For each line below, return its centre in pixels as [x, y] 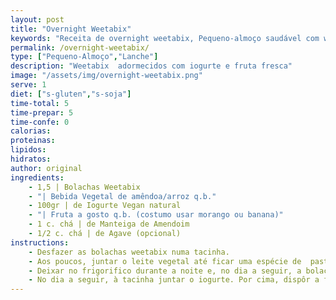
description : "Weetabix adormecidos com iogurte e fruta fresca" [151, 66]
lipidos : [28, 150]
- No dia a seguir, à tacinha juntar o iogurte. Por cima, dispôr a [174, 280]
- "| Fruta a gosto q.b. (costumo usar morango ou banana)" [156, 215]
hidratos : [31, 159]
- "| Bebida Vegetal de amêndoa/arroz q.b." [122, 196]
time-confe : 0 [40, 122]
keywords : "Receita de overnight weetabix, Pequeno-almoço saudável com [165, 38]
